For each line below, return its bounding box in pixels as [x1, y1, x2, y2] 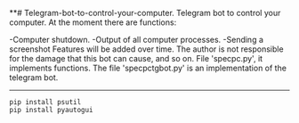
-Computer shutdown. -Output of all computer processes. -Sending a [9, 35, 264, 45]
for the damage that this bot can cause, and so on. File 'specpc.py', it [9, 53, 263, 63]
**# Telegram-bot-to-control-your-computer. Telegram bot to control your [9, 8, 281, 18]
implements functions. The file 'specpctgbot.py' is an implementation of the [9, 62, 287, 73]
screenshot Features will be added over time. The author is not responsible [9, 44, 284, 54]
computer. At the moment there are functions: [9, 17, 177, 28]
